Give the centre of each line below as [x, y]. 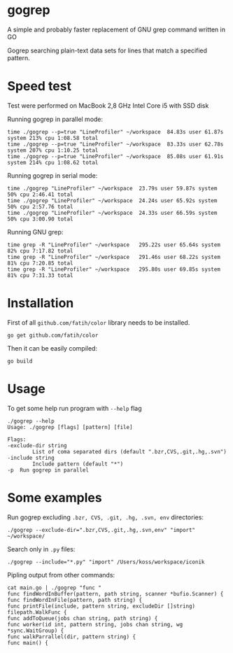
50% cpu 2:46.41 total [40, 195]
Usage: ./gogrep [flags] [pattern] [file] [70, 427]
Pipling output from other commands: [61, 575]
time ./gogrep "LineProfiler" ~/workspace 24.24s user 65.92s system [112, 201]
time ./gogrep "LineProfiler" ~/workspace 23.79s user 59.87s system [112, 188]
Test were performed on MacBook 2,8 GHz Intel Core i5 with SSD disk [108, 105]
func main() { [28, 643]
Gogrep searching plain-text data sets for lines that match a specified [107, 50]
